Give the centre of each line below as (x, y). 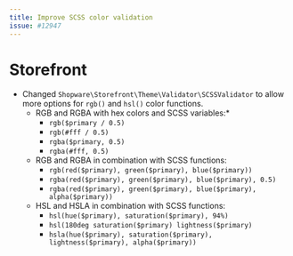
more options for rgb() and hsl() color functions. (113, 104)
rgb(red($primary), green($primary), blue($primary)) (151, 171)
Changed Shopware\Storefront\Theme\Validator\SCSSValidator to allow (153, 94)
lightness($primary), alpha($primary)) (123, 243)
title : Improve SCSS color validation (81, 17)
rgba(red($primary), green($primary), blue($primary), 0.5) (163, 180)
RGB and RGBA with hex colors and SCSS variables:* (132, 113)
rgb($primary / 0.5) (87, 124)
